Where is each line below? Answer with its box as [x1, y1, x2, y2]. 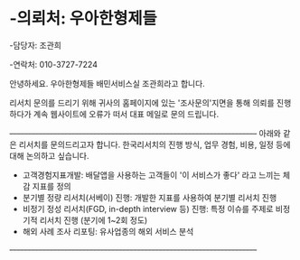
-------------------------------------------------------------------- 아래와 [9, 127, 282, 138]
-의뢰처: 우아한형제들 [9, 8, 157, 29]
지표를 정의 [32, 181, 71, 191]
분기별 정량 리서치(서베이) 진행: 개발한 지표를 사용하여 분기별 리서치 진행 [22, 191, 277, 203]
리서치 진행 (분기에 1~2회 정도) [39, 214, 148, 226]
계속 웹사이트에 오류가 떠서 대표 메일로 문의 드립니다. [33, 108, 220, 119]
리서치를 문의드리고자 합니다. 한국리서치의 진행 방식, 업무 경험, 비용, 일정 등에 [18, 139, 291, 150]
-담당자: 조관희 [9, 40, 61, 51]
